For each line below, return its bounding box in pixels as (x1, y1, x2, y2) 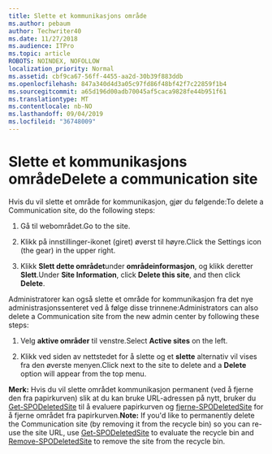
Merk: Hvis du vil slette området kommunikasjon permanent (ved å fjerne (8, 384, 254, 394)
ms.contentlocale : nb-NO (8, 102, 93, 110)
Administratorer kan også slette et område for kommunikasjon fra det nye (8, 294, 253, 304)
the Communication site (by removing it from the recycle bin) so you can (8, 419, 250, 429)
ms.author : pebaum (8, 19, 71, 28)
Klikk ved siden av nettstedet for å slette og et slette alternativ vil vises (19, 351, 257, 361)
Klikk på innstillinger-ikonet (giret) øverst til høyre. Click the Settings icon (19, 236, 262, 246)
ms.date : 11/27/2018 (8, 34, 79, 43)
